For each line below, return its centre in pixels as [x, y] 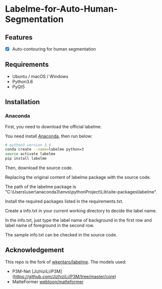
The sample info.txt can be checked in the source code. [61, 235]
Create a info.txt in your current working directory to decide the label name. [81, 211]
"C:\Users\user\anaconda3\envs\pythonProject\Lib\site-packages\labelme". [81, 192]
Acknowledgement [35, 250]
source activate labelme [30, 154]
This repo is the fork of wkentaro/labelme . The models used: [66, 262]
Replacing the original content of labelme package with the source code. [78, 177]
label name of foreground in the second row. [50, 226]
